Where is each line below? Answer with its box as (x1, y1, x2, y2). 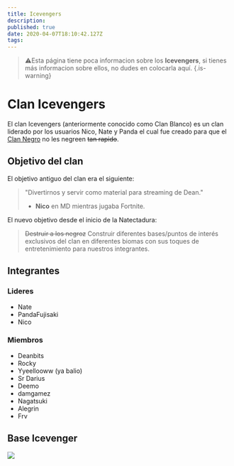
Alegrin (17, 404, 39, 413)
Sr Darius (17, 374, 45, 382)
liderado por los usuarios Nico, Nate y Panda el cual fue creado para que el (7, 127, 227, 136)
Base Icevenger (7, 433, 78, 445)
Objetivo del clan (7, 156, 84, 168)
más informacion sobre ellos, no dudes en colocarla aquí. (24, 64, 193, 72)
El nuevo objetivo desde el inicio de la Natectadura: (7, 215, 157, 224)
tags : (7, 37, 23, 44)
